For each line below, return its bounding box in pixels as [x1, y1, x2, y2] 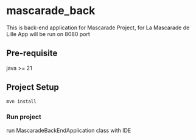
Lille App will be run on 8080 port [6, 30, 90, 37]
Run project [6, 112, 41, 121]
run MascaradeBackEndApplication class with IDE [6, 127, 131, 134]
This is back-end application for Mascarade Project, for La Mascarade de [6, 24, 190, 31]
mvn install [6, 98, 37, 105]
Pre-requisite [6, 48, 58, 59]
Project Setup [6, 82, 60, 92]
